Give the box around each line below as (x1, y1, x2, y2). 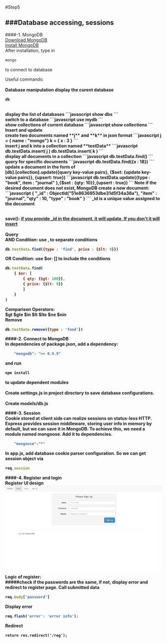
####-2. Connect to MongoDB (5, 336, 69, 342)
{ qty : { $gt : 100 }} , (23, 276, 65, 281)
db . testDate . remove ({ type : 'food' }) (5, 327, 83, 332)
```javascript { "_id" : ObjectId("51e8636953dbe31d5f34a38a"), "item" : (5, 190, 157, 196)
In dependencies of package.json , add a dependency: (5, 341, 118, 347)
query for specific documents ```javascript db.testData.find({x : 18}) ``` (5, 159, 155, 164)
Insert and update (5, 127, 43, 133)
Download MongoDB (5, 37, 48, 43)
